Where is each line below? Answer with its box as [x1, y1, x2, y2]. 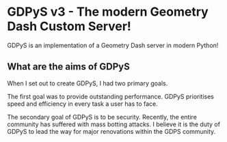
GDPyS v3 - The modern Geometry [7, 4, 209, 20]
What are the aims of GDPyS [7, 61, 130, 72]
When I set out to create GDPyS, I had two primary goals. [7, 79, 168, 87]
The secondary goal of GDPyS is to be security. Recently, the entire [7, 113, 197, 121]
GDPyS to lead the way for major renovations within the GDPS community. [7, 127, 216, 135]
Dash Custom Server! [7, 18, 132, 34]
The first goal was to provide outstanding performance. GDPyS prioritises [7, 92, 214, 100]
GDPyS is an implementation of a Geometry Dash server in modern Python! [7, 41, 219, 49]
